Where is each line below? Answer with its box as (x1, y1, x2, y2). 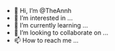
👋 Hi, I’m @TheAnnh (13, 7, 72, 14)
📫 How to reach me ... (13, 37, 79, 44)
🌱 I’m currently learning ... (13, 21, 89, 29)
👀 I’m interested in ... (13, 14, 73, 22)
